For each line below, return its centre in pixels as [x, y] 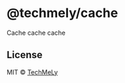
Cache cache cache [36, 33]
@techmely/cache [62, 13]
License [25, 55]
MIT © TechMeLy [32, 72]
